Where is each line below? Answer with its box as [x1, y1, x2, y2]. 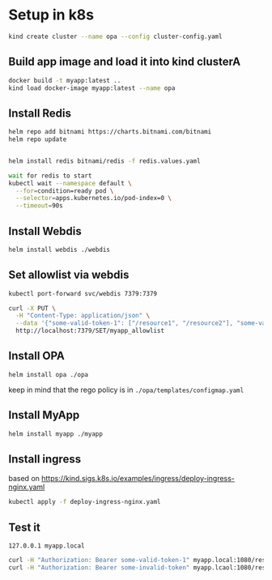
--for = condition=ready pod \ [15, 186, 114, 195]
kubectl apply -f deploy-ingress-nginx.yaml [8, 498, 161, 506]
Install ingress [8, 452, 82, 466]
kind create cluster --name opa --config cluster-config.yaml [8, 32, 223, 41]
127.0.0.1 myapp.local [8, 542, 85, 550]
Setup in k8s [8, 6, 95, 24]
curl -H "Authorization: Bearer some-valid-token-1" [8, 557, 190, 565]
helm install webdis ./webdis [8, 245, 111, 254]
